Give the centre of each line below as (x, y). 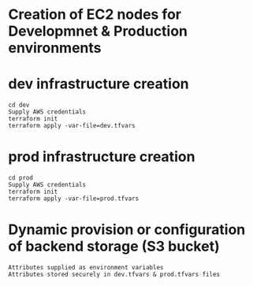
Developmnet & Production (98, 31)
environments (55, 48)
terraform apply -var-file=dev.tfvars (72, 126)
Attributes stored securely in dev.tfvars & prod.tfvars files (114, 274)
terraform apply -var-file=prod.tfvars (74, 199)
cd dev (19, 105)
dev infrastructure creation (99, 84)
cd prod (21, 178)
